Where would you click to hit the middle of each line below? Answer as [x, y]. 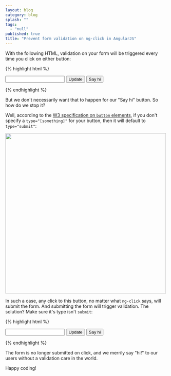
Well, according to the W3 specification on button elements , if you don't [81, 115]
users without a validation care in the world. [52, 358]
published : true [23, 34]
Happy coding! [21, 368]
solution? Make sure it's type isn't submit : [49, 311]
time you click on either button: [38, 58]
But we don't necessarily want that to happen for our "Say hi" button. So [82, 100]
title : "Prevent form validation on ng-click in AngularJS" [71, 39]
